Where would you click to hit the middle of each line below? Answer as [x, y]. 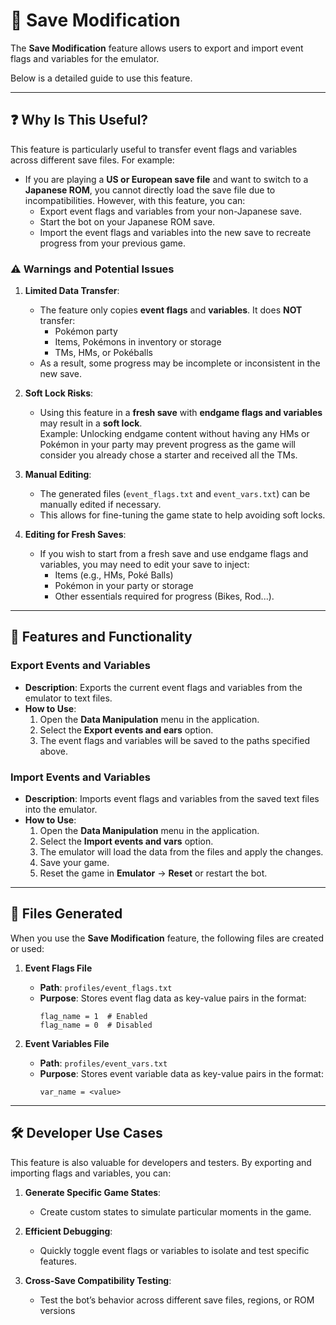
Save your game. [74, 863]
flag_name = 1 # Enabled [93, 1016]
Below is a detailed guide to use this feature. [101, 78]
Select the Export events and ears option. [126, 730]
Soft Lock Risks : [59, 393]
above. [53, 751]
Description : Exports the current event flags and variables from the [163, 687]
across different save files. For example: [92, 160]
